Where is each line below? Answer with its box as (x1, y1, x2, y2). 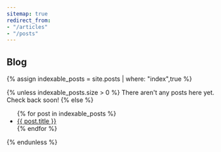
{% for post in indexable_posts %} (16, 110, 117, 118)
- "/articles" (6, 23, 49, 30)
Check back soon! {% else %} (6, 96, 94, 104)
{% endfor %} (16, 125, 58, 133)
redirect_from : (6, 17, 51, 24)
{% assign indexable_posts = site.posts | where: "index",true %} (6, 75, 193, 83)
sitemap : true (6, 10, 49, 18)
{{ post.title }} (16, 117, 57, 125)
